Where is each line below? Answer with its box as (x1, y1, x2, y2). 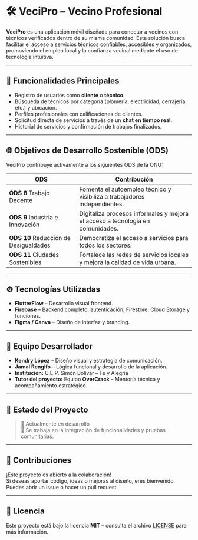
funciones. (14, 312, 41, 320)
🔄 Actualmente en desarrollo (20, 420, 90, 427)
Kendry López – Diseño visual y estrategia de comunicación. (14, 357, 163, 364)
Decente (9, 196, 33, 204)
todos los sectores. (79, 241, 132, 249)
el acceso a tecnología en (79, 216, 150, 225)
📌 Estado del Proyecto (6, 404, 88, 414)
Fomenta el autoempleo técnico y (79, 185, 172, 193)
